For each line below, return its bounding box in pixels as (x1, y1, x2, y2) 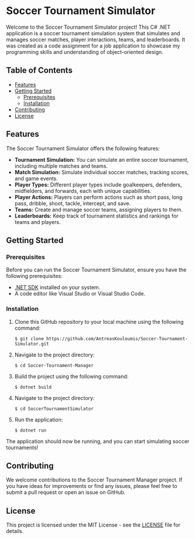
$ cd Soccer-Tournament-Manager (14, 362, 94, 368)
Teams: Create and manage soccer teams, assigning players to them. (14, 206, 183, 213)
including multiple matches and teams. (14, 162, 108, 170)
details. (6, 528, 24, 535)
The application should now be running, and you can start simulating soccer (6, 438, 190, 445)
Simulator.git (14, 341, 49, 347)
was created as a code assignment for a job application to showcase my (6, 42, 180, 49)
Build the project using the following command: (14, 372, 129, 379)
